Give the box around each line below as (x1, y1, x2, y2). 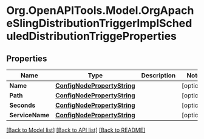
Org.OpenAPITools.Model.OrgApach (6, 4, 194, 18)
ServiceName (9, 111, 50, 119)
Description (141, 71, 176, 79)
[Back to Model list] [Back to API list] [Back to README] (6, 126, 146, 134)
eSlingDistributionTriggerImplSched (6, 16, 192, 30)
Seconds (9, 101, 36, 109)
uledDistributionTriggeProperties (6, 30, 177, 43)
